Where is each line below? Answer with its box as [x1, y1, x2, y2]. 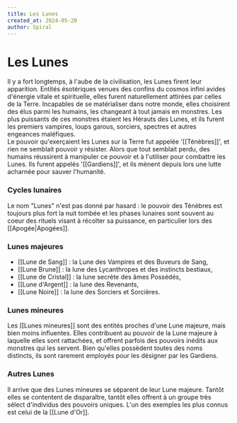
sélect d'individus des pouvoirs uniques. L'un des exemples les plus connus [7, 400, 229, 409]
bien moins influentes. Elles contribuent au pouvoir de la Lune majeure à [7, 329, 218, 337]
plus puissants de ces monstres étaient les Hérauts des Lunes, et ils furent [7, 115, 225, 124]
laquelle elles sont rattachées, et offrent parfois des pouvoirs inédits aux [7, 337, 218, 345]
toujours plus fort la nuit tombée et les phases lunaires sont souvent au [7, 209, 214, 217]
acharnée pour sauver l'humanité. [7, 168, 106, 176]
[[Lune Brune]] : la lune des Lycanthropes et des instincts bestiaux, [17, 265, 213, 273]
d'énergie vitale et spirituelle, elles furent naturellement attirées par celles [7, 93, 221, 101]
